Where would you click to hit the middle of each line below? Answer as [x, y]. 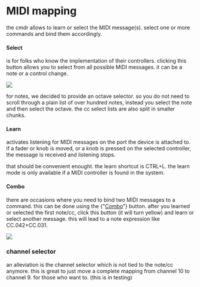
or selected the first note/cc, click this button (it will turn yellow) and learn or [100, 212]
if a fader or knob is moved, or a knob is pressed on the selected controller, [99, 149]
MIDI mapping [41, 11]
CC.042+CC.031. [27, 225]
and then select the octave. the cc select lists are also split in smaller [90, 109]
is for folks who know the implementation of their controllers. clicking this [96, 61]
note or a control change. [37, 73]
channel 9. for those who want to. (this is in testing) [69, 277]
